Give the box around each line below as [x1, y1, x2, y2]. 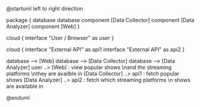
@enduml [6, 95, 30, 101]
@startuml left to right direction [6, 5, 83, 12]
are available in [6, 83, 44, 90]
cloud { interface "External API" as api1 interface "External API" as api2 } [6, 46, 185, 53]
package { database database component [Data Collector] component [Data [6, 17, 195, 23]
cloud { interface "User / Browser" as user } [6, 34, 114, 41]
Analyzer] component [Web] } [6, 23, 80, 30]
